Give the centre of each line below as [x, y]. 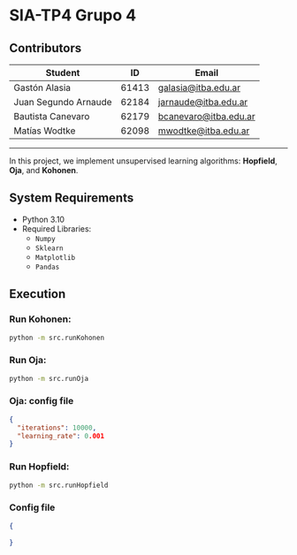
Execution [38, 294]
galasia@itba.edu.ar [199, 87]
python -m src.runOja [49, 378]
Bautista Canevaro [52, 116]
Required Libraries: [57, 228]
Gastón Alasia [42, 87]
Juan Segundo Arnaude [63, 102]
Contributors [46, 48]
